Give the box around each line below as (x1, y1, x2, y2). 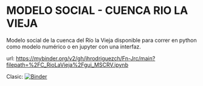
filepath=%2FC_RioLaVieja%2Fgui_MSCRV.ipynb (6, 61, 129, 68)
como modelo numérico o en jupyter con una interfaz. (6, 43, 142, 50)
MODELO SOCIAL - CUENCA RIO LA (6, 4, 188, 18)
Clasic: (6, 73, 24, 80)
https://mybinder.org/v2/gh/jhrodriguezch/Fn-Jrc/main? (16, 55, 156, 62)
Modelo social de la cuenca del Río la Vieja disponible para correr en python (6, 36, 197, 44)
